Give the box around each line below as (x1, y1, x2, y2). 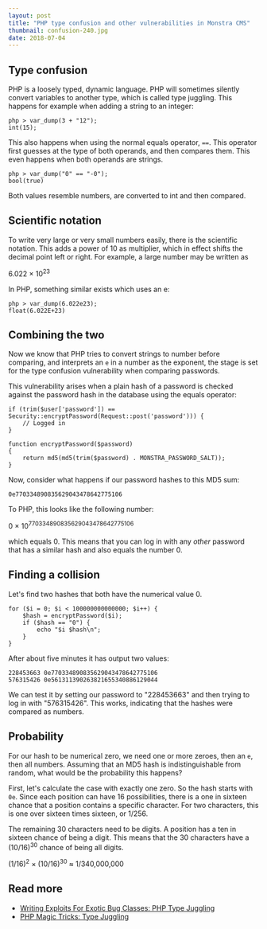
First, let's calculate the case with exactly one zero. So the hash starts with (8, 783, 253, 793)
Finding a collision (8, 568, 101, 582)
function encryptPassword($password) (8, 440, 133, 448)
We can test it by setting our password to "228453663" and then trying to (8, 689, 250, 699)
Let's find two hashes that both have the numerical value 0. (8, 589, 203, 599)
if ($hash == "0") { (22, 619, 91, 626)
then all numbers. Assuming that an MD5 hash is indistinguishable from (8, 759, 241, 769)
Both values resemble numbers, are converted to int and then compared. (8, 191, 246, 201)
